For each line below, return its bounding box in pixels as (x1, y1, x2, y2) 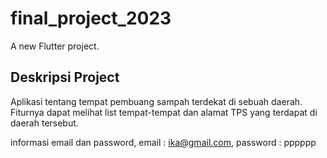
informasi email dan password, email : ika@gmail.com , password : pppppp (10, 136, 317, 148)
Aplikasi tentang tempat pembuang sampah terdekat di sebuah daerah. (10, 95, 303, 107)
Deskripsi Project (10, 69, 120, 86)
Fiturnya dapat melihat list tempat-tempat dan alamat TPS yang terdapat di (10, 106, 318, 118)
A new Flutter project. (10, 40, 100, 52)
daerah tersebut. (10, 117, 79, 129)
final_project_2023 (10, 7, 172, 30)
